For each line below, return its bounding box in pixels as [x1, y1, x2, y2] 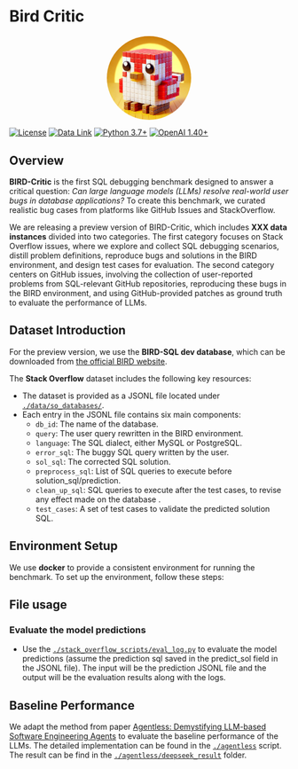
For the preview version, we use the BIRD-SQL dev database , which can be [9, 346, 286, 357]
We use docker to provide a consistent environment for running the [9, 561, 255, 573]
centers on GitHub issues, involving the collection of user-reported [9, 269, 253, 279]
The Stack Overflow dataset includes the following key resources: [9, 373, 252, 383]
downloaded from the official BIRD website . [9, 356, 168, 366]
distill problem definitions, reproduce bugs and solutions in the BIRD [9, 250, 257, 261]
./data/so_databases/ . [21, 399, 105, 410]
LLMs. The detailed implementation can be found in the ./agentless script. [9, 741, 282, 751]
